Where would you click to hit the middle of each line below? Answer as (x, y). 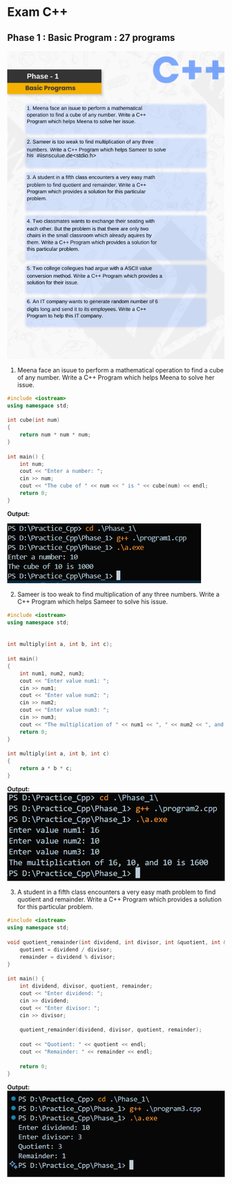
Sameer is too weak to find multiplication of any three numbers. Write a (118, 594)
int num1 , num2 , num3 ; (52, 673)
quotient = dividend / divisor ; (66, 949)
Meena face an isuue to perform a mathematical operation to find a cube (120, 370)
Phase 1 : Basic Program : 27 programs (91, 38)
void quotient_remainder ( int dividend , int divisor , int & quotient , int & (117, 942)
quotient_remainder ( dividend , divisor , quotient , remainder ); (111, 1030)
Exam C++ (38, 12)
